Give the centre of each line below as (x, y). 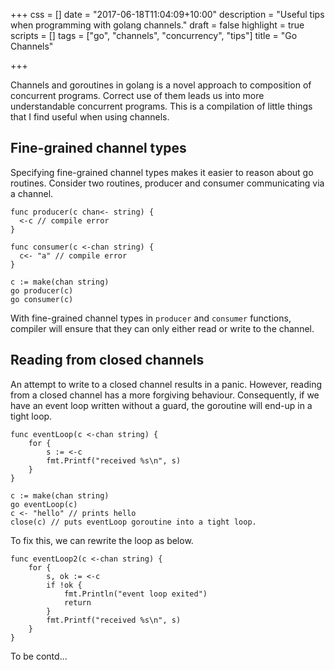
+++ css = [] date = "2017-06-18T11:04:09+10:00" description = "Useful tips (167, 14)
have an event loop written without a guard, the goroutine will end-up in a (161, 405)
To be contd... (39, 656)
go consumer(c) (42, 299)
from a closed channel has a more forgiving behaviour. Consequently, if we (165, 395)
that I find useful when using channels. (90, 117)
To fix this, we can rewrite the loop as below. (102, 540)
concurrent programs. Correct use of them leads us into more (137, 95)
